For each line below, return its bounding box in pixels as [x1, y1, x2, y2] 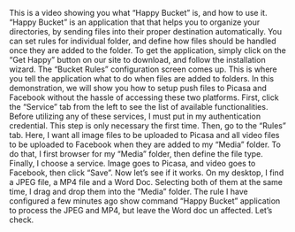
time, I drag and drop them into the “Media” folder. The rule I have [9, 186, 249, 197]
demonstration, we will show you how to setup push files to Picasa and [9, 83, 268, 93]
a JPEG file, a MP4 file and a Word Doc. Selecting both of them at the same [9, 177, 283, 187]
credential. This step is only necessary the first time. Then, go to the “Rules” [9, 120, 287, 131]
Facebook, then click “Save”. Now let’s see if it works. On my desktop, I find [9, 167, 284, 178]
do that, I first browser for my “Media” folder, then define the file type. [9, 149, 263, 159]
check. [9, 214, 34, 225]
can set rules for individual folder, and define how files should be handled [9, 35, 276, 46]
